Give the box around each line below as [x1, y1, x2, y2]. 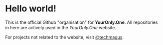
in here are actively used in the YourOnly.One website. [5, 24, 116, 30]
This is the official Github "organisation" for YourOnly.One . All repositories [5, 19, 158, 25]
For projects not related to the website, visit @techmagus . [5, 34, 124, 40]
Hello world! [5, 3, 56, 14]
